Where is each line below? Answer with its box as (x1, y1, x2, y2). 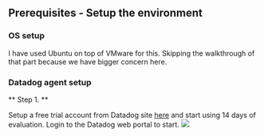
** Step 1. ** (8, 95, 49, 104)
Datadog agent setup (8, 76, 92, 88)
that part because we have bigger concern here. (8, 57, 167, 66)
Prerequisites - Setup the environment (8, 6, 203, 20)
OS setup (8, 30, 45, 41)
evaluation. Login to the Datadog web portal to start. (8, 119, 179, 129)
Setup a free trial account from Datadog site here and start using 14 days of (8, 110, 257, 119)
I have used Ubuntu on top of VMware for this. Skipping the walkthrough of (8, 48, 255, 58)
